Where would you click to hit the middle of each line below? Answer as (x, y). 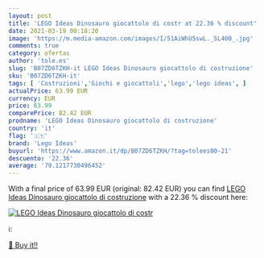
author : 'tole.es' (39, 61)
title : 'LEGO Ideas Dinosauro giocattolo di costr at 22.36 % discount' (133, 23)
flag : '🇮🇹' (28, 135)
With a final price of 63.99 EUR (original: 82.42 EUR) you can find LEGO (127, 189)
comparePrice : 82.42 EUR (50, 114)
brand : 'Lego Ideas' (43, 143)
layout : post (30, 16)
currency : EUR (32, 98)
